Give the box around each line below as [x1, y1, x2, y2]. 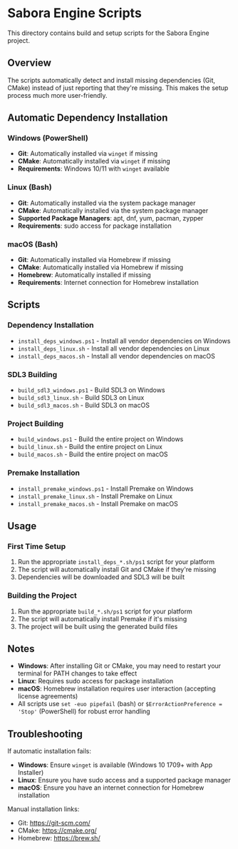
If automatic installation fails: [7, 747, 91, 755]
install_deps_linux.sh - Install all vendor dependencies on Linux [17, 344, 210, 353]
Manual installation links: [7, 805, 80, 813]
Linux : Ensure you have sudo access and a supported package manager [17, 776, 231, 785]
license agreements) [17, 692, 78, 700]
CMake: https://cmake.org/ [17, 826, 98, 835]
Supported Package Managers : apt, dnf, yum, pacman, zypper [17, 213, 204, 222]
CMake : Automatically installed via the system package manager [17, 206, 209, 215]
